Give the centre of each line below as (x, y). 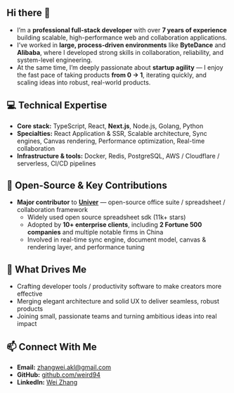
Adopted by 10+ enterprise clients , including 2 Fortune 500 (115, 225)
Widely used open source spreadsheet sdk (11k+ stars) (106, 217)
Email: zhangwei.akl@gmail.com (64, 368)
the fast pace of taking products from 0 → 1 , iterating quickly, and (111, 75)
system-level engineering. (54, 60)
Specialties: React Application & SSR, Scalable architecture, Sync (112, 133)
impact (27, 324)
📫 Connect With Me (52, 347)
